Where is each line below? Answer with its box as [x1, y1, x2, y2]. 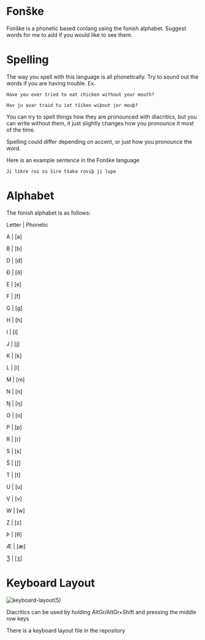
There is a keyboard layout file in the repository [6, 626, 125, 634]
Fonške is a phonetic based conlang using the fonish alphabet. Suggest [6, 25, 187, 32]
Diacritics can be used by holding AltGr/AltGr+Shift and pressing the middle [6, 608, 197, 615]
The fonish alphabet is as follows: [6, 209, 91, 216]
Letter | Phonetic [6, 221, 49, 228]
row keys [6, 615, 29, 622]
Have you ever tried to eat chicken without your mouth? [6, 91, 155, 98]
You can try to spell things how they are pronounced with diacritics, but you [6, 113, 197, 120]
